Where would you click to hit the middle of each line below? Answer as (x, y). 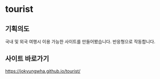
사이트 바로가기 (27, 59)
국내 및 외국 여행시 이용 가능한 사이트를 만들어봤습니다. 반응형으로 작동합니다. (80, 41)
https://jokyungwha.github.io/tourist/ (43, 71)
